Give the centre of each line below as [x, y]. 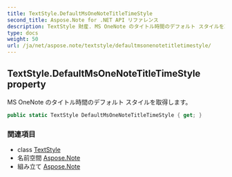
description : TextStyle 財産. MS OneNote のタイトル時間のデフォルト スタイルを [116, 26]
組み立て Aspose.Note [49, 166]
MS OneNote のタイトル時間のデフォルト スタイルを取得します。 [99, 102]
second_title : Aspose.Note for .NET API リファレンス [83, 20]
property [27, 85]
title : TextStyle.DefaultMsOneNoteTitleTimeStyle [80, 13]
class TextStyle [39, 149]
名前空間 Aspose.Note [49, 158]
